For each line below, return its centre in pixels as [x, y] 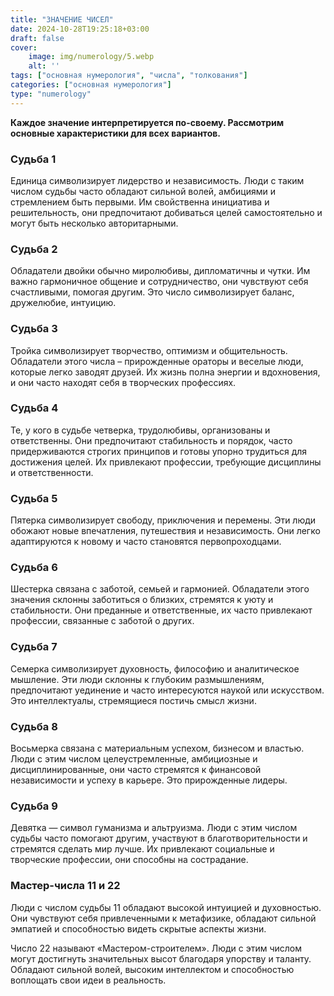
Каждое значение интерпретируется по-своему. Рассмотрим [147, 122]
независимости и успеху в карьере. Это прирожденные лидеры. [149, 780]
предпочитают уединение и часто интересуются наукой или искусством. [167, 690]
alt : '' [44, 66]
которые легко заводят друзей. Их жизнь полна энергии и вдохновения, [165, 372]
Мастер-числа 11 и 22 [65, 886]
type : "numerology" [51, 94]
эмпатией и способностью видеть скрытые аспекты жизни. [138, 928]
